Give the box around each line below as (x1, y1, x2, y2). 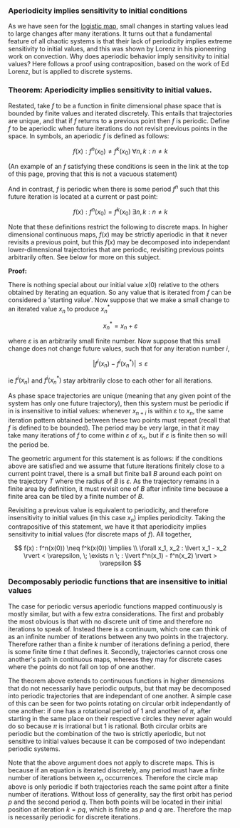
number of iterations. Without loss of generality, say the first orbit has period (8, 790, 233, 799)
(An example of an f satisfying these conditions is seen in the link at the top (8, 162, 229, 171)
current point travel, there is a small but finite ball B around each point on (8, 469, 222, 477)
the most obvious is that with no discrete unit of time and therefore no (8, 617, 213, 626)
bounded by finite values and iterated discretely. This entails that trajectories (8, 109, 233, 118)
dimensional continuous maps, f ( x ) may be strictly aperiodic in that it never (8, 230, 228, 239)
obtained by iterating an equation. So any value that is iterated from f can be (8, 288, 231, 297)
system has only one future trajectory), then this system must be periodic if (8, 398, 229, 408)
